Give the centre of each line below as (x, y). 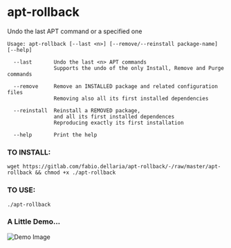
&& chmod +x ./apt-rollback (75, 173)
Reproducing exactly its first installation (119, 123)
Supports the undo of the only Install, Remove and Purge (139, 68)
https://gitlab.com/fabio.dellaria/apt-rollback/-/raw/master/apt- (122, 167)
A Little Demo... (34, 222)
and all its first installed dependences (114, 116)
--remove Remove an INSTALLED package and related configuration (115, 86)
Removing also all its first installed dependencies (131, 98)
